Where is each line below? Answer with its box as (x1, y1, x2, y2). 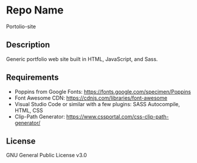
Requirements (6, 73, 59, 83)
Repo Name (6, 4, 64, 17)
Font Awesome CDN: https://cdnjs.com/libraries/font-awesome (14, 94, 168, 101)
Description (6, 40, 50, 50)
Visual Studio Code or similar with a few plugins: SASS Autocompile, (14, 100, 181, 107)
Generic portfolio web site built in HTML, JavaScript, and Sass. (6, 55, 158, 62)
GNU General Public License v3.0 (6, 152, 87, 159)
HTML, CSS (14, 107, 43, 114)
